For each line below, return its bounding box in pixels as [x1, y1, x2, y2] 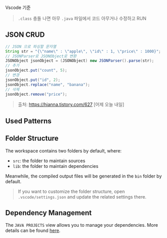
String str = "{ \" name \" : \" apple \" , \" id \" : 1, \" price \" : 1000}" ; [5, 49, 161, 54]
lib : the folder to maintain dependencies [12, 163, 99, 169]
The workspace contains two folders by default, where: [5, 147, 122, 154]
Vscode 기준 [5, 5, 31, 10]
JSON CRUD [5, 30, 45, 39]
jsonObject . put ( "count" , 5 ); [5, 68, 67, 73]
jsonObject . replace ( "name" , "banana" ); [5, 82, 90, 87]
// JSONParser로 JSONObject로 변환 [5, 53, 77, 59]
